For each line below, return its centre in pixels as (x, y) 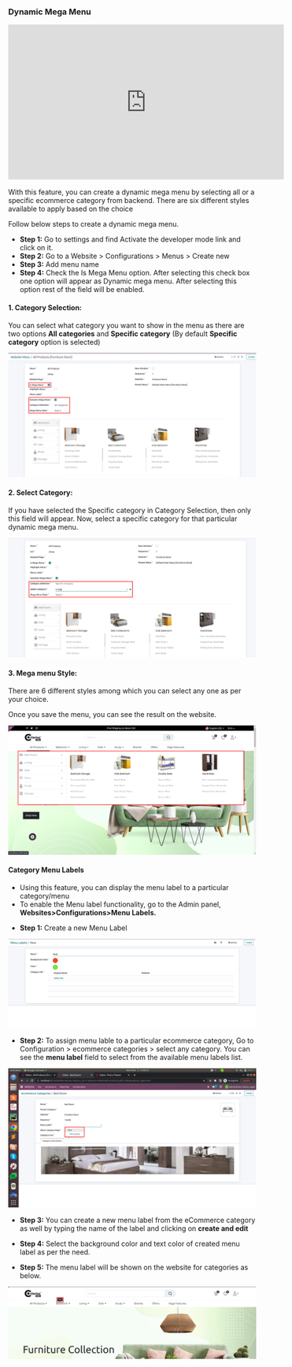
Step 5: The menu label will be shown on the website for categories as (134, 1267)
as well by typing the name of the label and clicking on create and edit (134, 1228)
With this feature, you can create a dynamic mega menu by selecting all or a (131, 192)
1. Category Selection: (45, 307)
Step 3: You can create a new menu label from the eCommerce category (137, 1220)
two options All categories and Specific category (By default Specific (123, 334)
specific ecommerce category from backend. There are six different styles (129, 201)
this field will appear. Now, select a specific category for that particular (123, 519)
